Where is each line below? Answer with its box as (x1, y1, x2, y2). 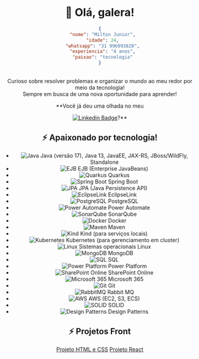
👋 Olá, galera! (65, 6, 135, 20)
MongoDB (108, 249, 133, 256)
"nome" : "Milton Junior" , (69, 31, 136, 37)
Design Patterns (108, 308, 149, 315)
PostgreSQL (108, 197, 139, 204)
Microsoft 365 (108, 275, 144, 283)
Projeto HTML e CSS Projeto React (56, 346, 144, 353)
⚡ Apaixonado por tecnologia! (42, 133, 158, 143)
